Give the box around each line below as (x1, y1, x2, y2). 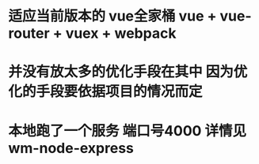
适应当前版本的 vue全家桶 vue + (8, 7, 217, 25)
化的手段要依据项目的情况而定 (8, 83, 204, 101)
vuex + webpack (65, 24, 177, 43)
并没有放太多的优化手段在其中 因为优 (8, 63, 248, 81)
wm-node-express (8, 139, 135, 157)
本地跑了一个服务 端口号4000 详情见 (8, 121, 247, 140)
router (8, 24, 50, 43)
